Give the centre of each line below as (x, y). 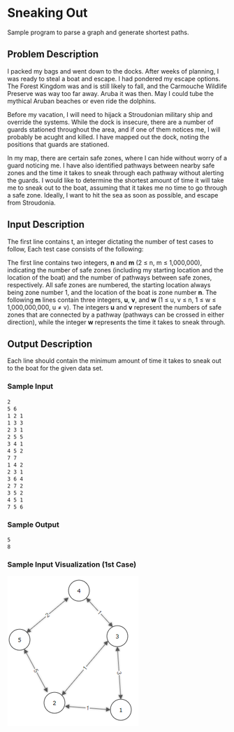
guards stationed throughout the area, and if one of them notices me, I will (114, 129)
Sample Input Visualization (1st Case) (72, 564)
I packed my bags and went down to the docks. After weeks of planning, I (113, 71)
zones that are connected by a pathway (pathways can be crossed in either (116, 315)
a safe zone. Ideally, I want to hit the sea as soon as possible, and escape (113, 195)
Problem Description (53, 54)
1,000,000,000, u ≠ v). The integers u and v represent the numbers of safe (115, 307)
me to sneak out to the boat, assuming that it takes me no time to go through (117, 188)
